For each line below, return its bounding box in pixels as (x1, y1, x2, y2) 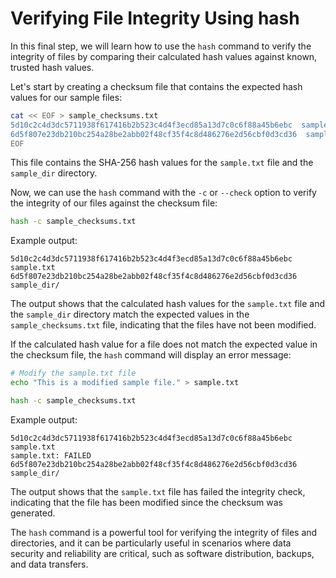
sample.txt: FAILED (10, 450, 92, 461)
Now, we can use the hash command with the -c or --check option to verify (10, 187, 317, 199)
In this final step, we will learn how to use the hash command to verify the (10, 40, 312, 52)
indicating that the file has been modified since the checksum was (10, 496, 283, 508)
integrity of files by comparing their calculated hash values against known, (10, 50, 318, 62)
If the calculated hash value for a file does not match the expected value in (10, 338, 318, 351)
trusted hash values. (10, 61, 95, 73)
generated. (10, 507, 56, 519)
